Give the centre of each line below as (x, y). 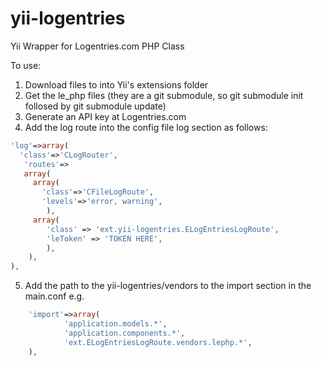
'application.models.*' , (115, 324)
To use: (26, 65)
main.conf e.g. (54, 296)
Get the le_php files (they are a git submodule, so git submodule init (164, 95)
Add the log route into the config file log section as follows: (146, 127)
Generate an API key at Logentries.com (105, 116)
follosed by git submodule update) (95, 106)
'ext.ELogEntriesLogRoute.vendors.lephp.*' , (158, 342)
